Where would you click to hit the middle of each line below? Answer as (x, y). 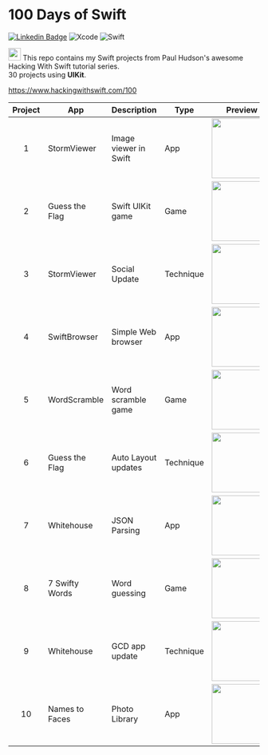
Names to (66, 709)
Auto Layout (134, 457)
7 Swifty (63, 583)
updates (126, 467)
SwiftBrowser (73, 337)
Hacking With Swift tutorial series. (64, 66)
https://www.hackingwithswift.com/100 (73, 90)
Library (124, 718)
